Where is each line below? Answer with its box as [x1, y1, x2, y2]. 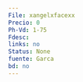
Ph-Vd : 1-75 [8, 26, 47, 34]
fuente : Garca [8, 55, 55, 63]
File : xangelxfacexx [8, 11, 76, 20]
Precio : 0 [8, 19, 41, 27]
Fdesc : [8, 33, 30, 41]
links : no [8, 41, 41, 48]
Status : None [8, 48, 51, 55]
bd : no [8, 62, 30, 70]
